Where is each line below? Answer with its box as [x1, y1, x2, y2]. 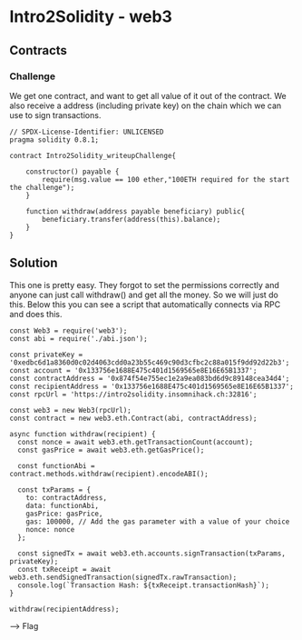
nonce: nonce [25, 525, 75, 534]
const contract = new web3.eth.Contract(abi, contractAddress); [9, 414, 258, 423]
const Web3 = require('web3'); [9, 325, 128, 335]
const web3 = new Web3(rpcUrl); [9, 405, 132, 415]
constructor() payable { [25, 166, 120, 176]
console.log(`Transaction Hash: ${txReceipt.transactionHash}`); [17, 580, 270, 590]
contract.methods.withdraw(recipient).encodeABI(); [9, 469, 209, 478]
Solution [9, 255, 58, 271]
